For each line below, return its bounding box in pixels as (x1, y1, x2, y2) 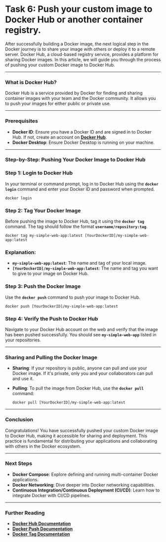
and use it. (12, 376, 34, 382)
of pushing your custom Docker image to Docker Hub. (5, 62, 115, 68)
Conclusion (5, 416, 34, 423)
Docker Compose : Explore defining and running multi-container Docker (12, 471, 159, 477)
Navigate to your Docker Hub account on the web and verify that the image (5, 326, 158, 332)
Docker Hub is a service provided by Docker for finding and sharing (5, 90, 143, 96)
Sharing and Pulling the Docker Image (5, 354, 98, 361)
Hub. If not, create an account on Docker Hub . (12, 134, 107, 140)
